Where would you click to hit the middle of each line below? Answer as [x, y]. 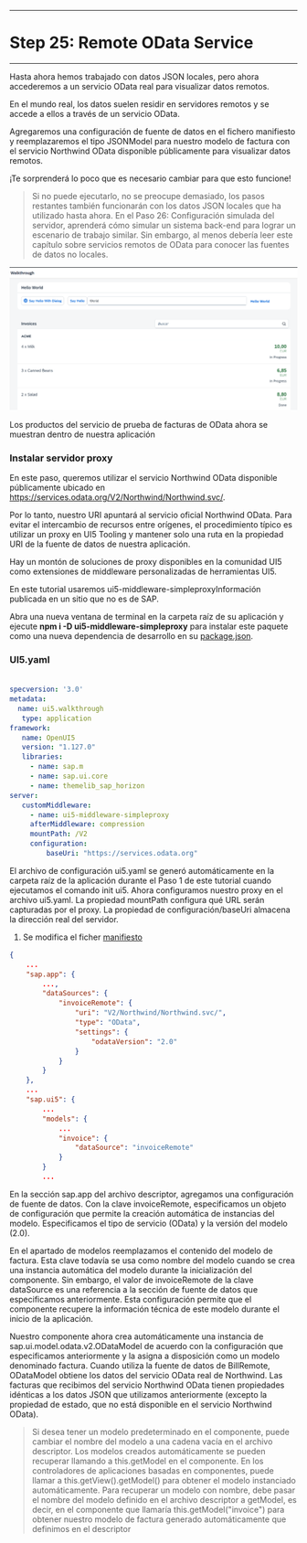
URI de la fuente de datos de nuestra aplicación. [100, 544]
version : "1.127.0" [58, 747]
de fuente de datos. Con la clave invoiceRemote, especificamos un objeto [148, 1204]
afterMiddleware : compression [87, 825]
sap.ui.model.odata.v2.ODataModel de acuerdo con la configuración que [146, 1346]
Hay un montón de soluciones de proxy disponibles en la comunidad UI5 [146, 562]
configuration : [59, 844]
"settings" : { [101, 1032]
